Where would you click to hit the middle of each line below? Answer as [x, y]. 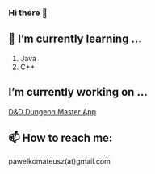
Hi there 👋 [28, 13]
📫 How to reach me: [61, 137]
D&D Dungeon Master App [52, 111]
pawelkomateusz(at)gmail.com [60, 161]
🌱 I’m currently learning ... [75, 39]
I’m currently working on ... [78, 92]
